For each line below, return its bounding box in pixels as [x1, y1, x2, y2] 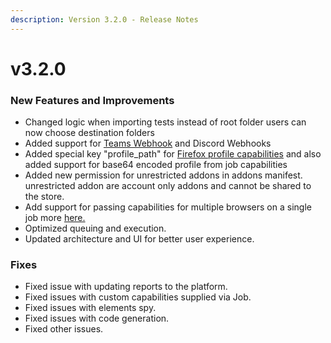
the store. [24, 191, 65, 203]
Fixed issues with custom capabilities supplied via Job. [24, 291, 252, 303]
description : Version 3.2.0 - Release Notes [10, 14, 199, 25]
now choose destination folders [24, 127, 155, 139]
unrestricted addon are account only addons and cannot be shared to [24, 180, 312, 192]
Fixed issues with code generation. [24, 312, 170, 325]
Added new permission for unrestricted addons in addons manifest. [24, 169, 303, 181]
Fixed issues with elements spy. [24, 302, 157, 314]
